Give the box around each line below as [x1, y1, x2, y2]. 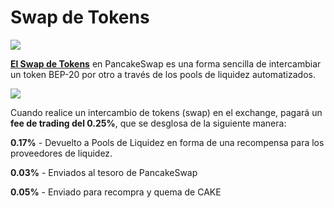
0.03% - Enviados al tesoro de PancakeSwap [10, 166, 198, 178]
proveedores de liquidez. [10, 147, 113, 159]
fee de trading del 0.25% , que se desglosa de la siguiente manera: [10, 117, 287, 129]
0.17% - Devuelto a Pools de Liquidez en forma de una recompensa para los [10, 136, 325, 148]
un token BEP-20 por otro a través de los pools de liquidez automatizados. [10, 68, 316, 80]
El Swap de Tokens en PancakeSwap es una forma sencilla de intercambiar [10, 57, 322, 70]
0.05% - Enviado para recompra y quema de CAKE [10, 186, 222, 198]
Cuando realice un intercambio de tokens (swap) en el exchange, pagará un [10, 106, 323, 118]
